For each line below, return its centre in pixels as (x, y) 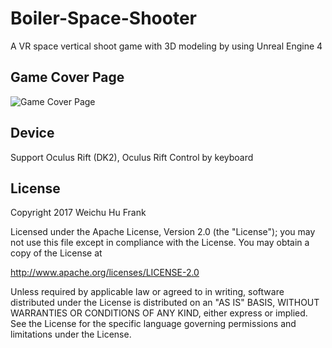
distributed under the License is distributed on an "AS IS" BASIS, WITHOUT (165, 303)
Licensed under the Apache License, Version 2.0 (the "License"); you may (163, 232)
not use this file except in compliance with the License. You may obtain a (160, 243)
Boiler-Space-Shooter (103, 18)
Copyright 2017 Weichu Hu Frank (78, 213)
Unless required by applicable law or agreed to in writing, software (147, 292)
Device (32, 133)
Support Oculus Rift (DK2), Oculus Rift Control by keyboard (132, 157)
